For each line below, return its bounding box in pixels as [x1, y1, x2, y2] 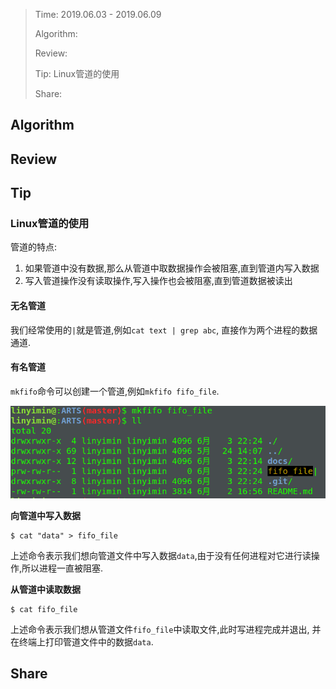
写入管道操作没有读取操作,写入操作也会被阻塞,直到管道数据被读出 [24, 275, 293, 287]
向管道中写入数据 [10, 509, 81, 521]
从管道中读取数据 [10, 583, 81, 595]
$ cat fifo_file [10, 604, 78, 614]
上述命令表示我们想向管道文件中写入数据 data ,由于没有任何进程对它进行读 [10, 549, 312, 561]
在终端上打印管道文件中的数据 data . [10, 635, 154, 648]
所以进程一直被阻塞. [21, 562, 104, 574]
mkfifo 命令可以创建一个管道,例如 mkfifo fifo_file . [10, 385, 220, 397]
